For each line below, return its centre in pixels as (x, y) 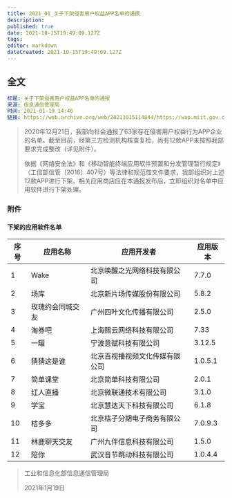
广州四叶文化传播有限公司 (132, 312)
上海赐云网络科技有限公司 (132, 331)
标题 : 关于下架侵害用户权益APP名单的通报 (59, 98)
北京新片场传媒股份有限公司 (135, 294)
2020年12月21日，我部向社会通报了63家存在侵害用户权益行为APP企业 (123, 131)
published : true (30, 26)
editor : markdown (32, 46)
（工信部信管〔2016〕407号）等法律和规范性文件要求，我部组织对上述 (124, 172)
